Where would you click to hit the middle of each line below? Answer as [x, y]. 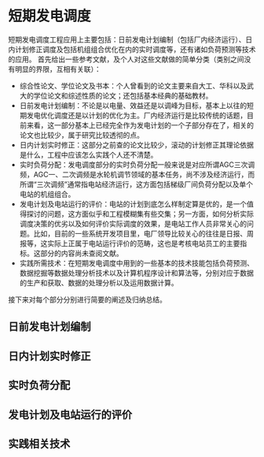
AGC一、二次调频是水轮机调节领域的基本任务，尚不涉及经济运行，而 [144, 174]
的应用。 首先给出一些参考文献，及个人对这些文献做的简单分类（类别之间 [126, 59]
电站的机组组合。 [47, 194]
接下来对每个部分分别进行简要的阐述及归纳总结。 [87, 299]
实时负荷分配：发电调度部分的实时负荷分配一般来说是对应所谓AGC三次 [134, 164]
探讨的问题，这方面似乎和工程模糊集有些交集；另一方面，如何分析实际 [140, 214]
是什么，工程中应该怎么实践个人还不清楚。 [88, 154]
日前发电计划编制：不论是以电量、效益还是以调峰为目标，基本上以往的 [133, 105]
